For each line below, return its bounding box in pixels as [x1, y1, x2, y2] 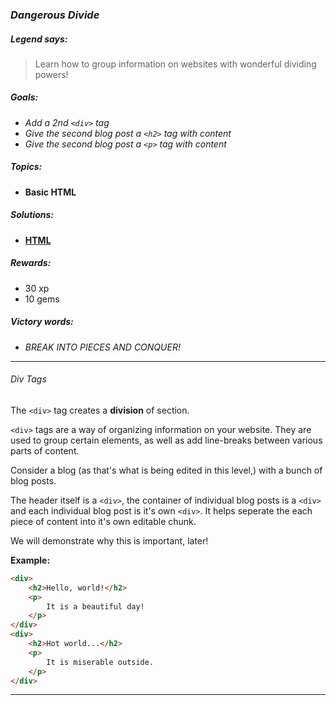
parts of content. [10, 444, 80, 457]
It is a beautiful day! [46, 601, 145, 612]
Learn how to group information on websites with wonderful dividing [34, 58, 317, 70]
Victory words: [10, 316, 74, 328]
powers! [34, 68, 69, 80]
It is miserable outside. [46, 657, 155, 667]
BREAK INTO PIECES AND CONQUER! [24, 341, 181, 353]
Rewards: [10, 257, 52, 269]
